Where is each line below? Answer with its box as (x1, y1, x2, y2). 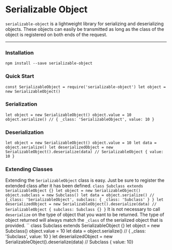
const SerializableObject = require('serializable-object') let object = (5, 84, 166, 89)
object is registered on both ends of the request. (5, 31, 107, 37)
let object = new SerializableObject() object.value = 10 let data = (5, 140, 157, 146)
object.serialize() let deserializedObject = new (5, 145, 114, 150)
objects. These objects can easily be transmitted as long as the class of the (5, 26, 164, 32)
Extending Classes (5, 166, 53, 173)
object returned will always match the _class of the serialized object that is (5, 217, 163, 223)
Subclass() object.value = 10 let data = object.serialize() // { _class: (5, 228, 146, 234)
